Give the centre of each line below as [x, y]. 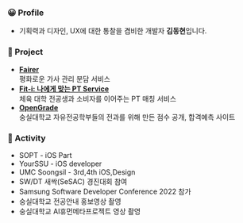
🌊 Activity [27, 138]
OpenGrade [39, 107]
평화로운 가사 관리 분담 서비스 [64, 79]
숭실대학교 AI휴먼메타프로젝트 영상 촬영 [79, 211]
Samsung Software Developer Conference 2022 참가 [105, 191]
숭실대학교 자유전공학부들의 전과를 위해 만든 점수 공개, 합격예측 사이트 [127, 117]
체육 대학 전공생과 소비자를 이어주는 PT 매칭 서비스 [97, 98]
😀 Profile [26, 13]
